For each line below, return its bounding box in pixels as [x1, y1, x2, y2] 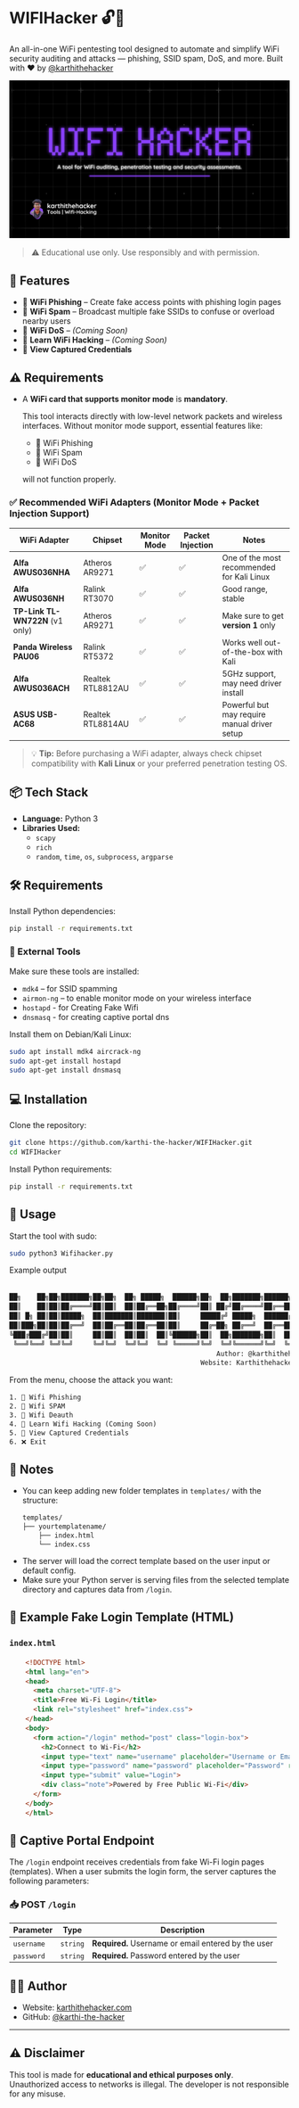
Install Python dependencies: [9, 906, 116, 917]
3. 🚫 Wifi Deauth [9, 1411, 74, 1420]
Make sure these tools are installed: [9, 966, 140, 976]
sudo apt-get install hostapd [9, 1057, 122, 1066]
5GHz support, [222, 669, 277, 679]
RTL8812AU [83, 682, 129, 693]
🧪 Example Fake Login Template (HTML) [9, 1610, 234, 1625]
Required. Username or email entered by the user [92, 1938, 273, 1948]
